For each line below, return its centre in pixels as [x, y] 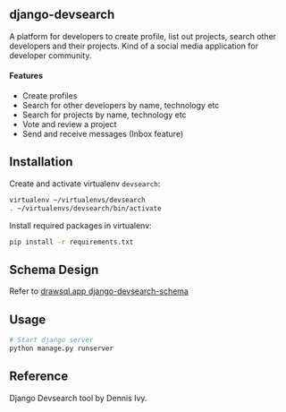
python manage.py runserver [62, 348]
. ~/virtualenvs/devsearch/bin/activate [86, 208]
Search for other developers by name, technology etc [121, 106]
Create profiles [50, 96]
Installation [41, 162]
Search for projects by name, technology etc [104, 115]
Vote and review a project [69, 124]
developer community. [50, 55]
